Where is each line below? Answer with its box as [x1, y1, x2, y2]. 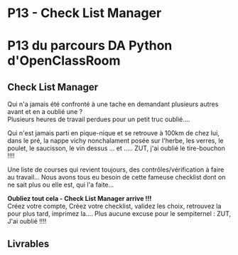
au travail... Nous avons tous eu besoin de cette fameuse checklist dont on [7, 173, 226, 182]
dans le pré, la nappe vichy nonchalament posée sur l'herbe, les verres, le [7, 137, 224, 145]
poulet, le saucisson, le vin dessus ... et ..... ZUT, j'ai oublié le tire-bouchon [7, 144, 226, 152]
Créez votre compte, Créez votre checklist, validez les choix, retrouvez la [7, 202, 222, 211]
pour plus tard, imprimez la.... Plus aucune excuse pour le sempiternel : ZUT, [7, 209, 232, 218]
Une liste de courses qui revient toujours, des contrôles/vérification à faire [7, 165, 225, 174]
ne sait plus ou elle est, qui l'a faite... [7, 180, 114, 189]
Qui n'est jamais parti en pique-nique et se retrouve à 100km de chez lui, [7, 129, 220, 137]
